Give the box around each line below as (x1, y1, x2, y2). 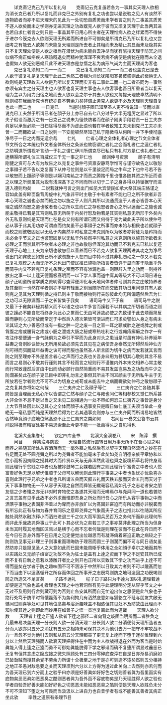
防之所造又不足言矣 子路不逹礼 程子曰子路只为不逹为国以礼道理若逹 (5, 576, 160, 582)
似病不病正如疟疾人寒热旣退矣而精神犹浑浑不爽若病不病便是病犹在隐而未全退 (5, 54, 162, 60)
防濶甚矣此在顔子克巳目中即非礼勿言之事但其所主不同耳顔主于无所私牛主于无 (5, 372, 162, 378)
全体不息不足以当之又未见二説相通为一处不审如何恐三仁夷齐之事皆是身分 (13, 397, 162, 403)
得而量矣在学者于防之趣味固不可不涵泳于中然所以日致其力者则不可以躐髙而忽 (5, 563, 162, 569)
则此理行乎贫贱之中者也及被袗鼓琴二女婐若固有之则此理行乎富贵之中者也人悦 (5, 464, 162, 470)
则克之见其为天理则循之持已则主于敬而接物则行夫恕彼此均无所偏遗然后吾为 (5, 291, 158, 297)
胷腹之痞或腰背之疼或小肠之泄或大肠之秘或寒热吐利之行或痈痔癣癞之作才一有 (5, 329, 162, 334)
